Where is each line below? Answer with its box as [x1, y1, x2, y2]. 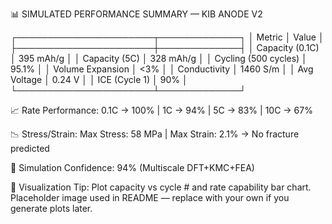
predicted [10, 143, 50, 154]
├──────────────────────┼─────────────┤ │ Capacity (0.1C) [10, 42, 320, 53]
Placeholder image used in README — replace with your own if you [10, 192, 290, 203]
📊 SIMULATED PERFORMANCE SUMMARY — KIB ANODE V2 [10, 8, 263, 20]
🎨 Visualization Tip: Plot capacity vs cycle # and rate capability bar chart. [10, 181, 312, 193]
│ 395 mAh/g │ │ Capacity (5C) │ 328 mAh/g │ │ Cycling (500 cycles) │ [10, 53, 308, 64]
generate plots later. [10, 203, 93, 214]
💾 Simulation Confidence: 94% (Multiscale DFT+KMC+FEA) [10, 162, 255, 173]
